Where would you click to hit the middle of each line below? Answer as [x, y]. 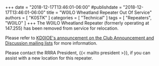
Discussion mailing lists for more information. [51, 43]
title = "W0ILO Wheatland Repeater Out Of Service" [99, 12]
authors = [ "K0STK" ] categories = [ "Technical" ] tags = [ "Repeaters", [78, 18]
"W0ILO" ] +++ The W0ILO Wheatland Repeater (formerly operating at [77, 23]
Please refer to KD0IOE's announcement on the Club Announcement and [79, 38]
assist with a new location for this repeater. [49, 58]
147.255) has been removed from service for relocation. [62, 28]
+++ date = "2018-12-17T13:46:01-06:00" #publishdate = [64, 7]
